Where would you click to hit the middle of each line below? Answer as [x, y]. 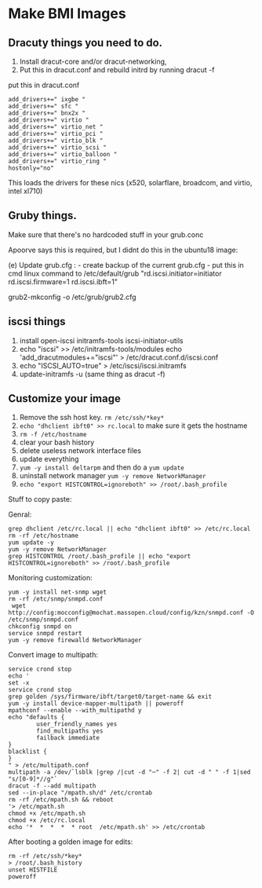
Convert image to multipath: [53, 655]
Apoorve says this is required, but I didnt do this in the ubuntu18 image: [123, 250]
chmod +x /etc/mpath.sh [47, 813]
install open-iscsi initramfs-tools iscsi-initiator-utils [101, 340]
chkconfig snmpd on [40, 627]
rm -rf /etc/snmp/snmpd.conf [56, 599]
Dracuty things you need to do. [86, 43]
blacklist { [27, 752]
